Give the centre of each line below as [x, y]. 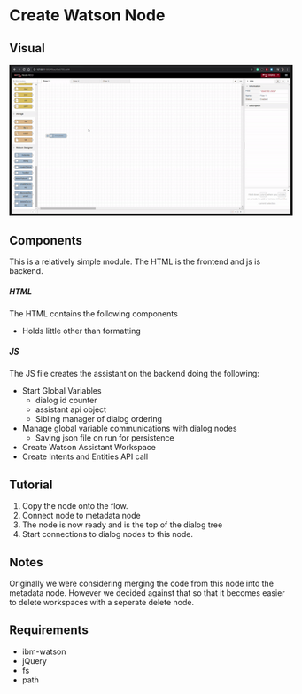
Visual [27, 48]
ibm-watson [44, 651]
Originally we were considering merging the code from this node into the [142, 583]
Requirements [49, 630]
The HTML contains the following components [94, 314]
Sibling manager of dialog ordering [98, 419]
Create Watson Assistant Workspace [89, 448]
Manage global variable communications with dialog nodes [129, 429]
